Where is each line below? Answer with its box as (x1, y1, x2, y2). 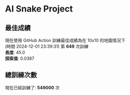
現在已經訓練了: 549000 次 (5, 84, 60, 90)
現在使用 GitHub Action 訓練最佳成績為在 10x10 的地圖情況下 (5, 38, 126, 43)
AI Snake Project (5, 3, 73, 14)
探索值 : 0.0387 (5, 55, 35, 61)
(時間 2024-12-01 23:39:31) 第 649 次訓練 (5, 43, 89, 49)
